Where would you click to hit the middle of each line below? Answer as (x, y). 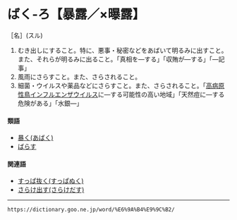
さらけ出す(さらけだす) (51, 190)
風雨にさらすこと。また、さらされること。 (79, 77)
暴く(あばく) (36, 137)
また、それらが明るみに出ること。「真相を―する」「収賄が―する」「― (118, 59)
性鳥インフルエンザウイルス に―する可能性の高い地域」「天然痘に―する (121, 94)
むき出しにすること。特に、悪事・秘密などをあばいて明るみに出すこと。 (122, 50)
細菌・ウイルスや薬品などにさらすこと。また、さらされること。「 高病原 (121, 85)
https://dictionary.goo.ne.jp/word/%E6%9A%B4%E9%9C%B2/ (91, 210)
